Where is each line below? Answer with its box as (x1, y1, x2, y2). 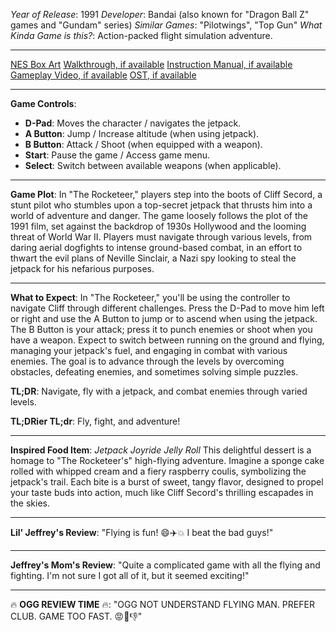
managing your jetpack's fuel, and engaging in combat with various (10, 345, 288, 356)
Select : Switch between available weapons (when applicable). (24, 160, 282, 171)
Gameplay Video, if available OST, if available (10, 69, 197, 81)
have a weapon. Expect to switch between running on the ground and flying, (10, 334, 325, 346)
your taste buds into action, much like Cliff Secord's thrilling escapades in (10, 487, 314, 498)
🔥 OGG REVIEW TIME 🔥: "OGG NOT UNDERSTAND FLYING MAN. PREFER (10, 599, 315, 610)
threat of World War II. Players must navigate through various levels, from (10, 231, 313, 243)
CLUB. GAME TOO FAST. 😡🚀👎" (10, 610, 143, 622)
